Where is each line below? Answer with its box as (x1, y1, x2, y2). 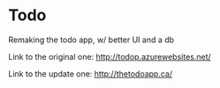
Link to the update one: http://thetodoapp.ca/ (8, 68, 173, 79)
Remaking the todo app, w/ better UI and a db (8, 34, 174, 45)
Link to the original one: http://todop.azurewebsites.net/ (8, 51, 211, 62)
